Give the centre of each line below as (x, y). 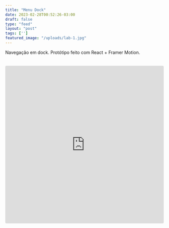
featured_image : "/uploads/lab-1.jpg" (46, 38)
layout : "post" (21, 29)
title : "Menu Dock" (26, 10)
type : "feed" (19, 24)
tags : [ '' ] (17, 33)
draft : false (19, 19)
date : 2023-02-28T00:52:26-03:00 (40, 15)
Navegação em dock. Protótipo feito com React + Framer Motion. (73, 52)
